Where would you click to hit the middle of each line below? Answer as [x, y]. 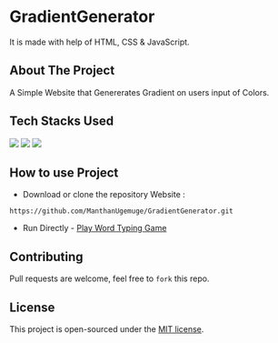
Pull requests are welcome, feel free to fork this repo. [109, 278]
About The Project [62, 71]
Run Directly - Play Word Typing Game [94, 228]
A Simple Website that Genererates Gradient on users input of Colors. [139, 92]
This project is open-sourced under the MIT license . [107, 329]
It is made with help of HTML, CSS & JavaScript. [99, 42]
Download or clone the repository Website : [104, 195]
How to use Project [64, 172]
